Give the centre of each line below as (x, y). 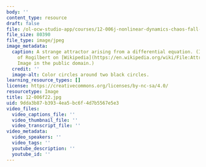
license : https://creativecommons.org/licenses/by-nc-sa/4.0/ (87, 86)
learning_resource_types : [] (44, 80)
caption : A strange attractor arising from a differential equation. (102, 52)
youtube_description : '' (44, 148)
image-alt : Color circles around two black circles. (81, 75)
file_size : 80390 (29, 35)
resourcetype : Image (33, 92)
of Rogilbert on (38, 58)
